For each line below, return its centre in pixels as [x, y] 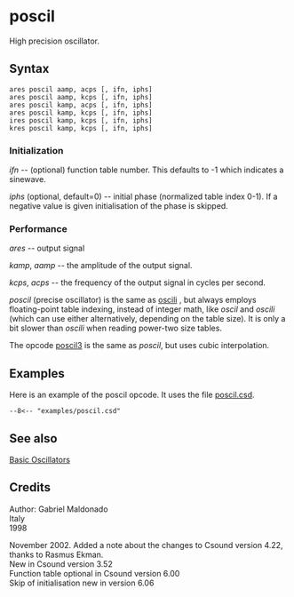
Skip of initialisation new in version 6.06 [82, 583]
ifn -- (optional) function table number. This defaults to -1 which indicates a [147, 170]
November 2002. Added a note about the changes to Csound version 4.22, [146, 545]
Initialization [36, 150]
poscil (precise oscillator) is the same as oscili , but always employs [133, 300]
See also [33, 438]
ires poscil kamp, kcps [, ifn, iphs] [81, 120]
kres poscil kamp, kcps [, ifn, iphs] [81, 128]
